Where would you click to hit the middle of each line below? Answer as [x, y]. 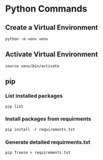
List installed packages [34, 96]
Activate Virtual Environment [51, 54]
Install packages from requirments [48, 119]
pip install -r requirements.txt [40, 129]
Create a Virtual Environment [51, 28]
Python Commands [46, 9]
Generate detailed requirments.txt [48, 142]
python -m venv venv [27, 39]
